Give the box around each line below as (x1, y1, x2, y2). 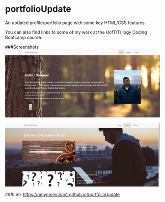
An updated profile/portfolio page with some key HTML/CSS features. (5, 20, 146, 26)
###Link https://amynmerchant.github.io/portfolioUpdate (5, 192, 120, 198)
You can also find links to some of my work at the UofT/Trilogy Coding (5, 29, 147, 35)
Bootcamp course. (5, 34, 43, 40)
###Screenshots (5, 44, 39, 50)
